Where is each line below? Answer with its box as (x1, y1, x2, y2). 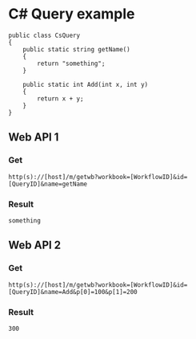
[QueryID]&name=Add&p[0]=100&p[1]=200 (8, 288, 138, 296)
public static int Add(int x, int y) (22, 80, 149, 88)
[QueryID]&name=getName (8, 180, 88, 188)
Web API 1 (8, 130, 59, 145)
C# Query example (8, 5, 135, 23)
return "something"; (37, 59, 106, 67)
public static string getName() (22, 45, 130, 53)
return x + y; (37, 94, 84, 103)
